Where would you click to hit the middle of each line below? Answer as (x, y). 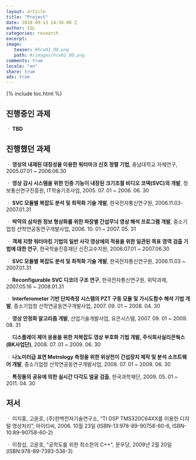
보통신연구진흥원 (25, 190)
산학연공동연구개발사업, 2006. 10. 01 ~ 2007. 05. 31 (76, 229)
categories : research (32, 33)
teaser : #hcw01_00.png (41, 50)
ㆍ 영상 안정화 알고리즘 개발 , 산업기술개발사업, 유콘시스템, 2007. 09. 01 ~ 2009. (97, 318)
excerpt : (17, 39)
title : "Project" (27, 17)
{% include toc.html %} (34, 94)
